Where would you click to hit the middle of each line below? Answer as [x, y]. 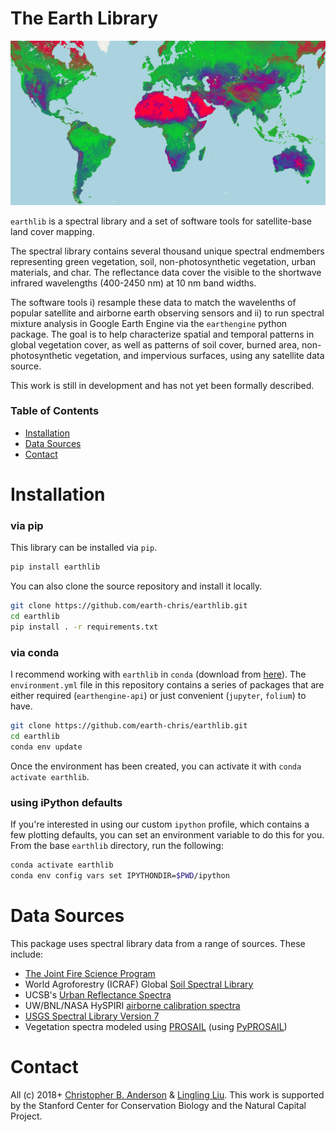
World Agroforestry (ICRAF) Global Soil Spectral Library [139, 984]
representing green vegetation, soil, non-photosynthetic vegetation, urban [163, 261]
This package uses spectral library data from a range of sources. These [158, 943]
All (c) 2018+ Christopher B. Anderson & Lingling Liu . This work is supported [167, 1094]
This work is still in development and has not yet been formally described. [162, 385]
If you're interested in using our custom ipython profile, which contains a [160, 824]
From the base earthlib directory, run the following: [117, 846]
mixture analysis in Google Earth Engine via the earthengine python [149, 323]
